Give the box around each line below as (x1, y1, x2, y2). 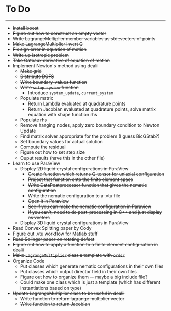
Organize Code (12, 257, 45, 264)
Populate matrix (20, 95, 53, 101)
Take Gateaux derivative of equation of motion (12, 57, 110, 63)
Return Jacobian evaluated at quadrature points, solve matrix (27, 106, 156, 112)
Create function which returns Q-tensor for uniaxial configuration (27, 171, 164, 177)
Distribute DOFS (20, 73, 54, 80)
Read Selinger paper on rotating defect (12, 236, 95, 242)
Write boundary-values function (20, 79, 88, 85)
